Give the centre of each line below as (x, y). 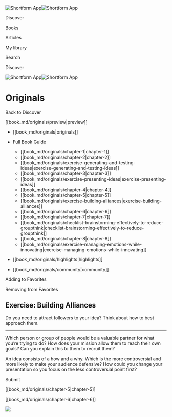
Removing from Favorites (32, 289)
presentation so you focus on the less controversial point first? (71, 369)
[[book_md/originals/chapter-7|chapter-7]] (65, 217)
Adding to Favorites (26, 279)
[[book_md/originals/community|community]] (61, 269)
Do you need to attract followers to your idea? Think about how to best (80, 318)
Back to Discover (23, 112)
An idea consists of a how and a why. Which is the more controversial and (83, 359)
